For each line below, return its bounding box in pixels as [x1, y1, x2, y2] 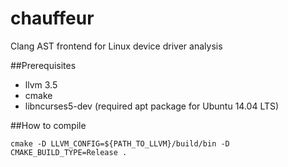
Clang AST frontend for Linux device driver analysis [10, 40, 223, 52]
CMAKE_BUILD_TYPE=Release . [10, 147, 128, 157]
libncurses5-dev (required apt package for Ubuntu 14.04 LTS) [24, 100, 280, 112]
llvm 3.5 [24, 78, 58, 91]
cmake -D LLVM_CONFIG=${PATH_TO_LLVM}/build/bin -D [10, 138, 230, 149]
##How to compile [10, 119, 87, 131]
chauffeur [10, 7, 95, 30]
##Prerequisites [10, 59, 77, 71]
